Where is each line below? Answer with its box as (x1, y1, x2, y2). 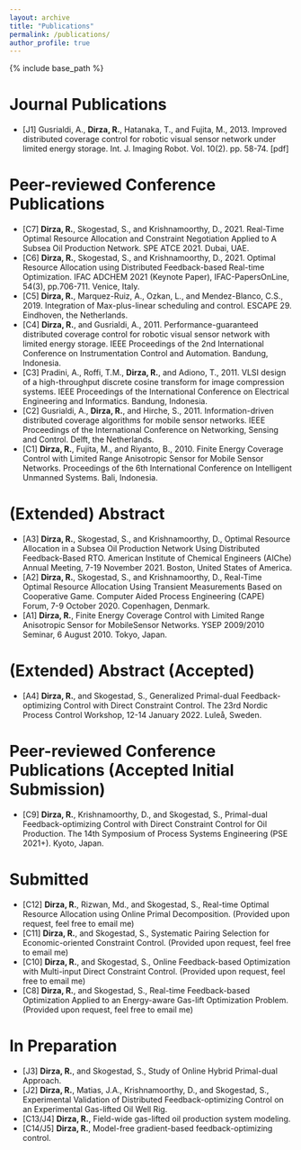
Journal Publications (9, 94, 168, 115)
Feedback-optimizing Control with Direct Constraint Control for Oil (22, 818, 268, 829)
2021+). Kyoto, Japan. (22, 838, 105, 849)
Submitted (9, 869, 89, 890)
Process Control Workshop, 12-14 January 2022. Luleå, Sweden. (22, 710, 262, 720)
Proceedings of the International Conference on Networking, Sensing (22, 425, 279, 436)
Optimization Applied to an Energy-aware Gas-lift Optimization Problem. (22, 994, 289, 1005)
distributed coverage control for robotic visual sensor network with (22, 329, 270, 340)
